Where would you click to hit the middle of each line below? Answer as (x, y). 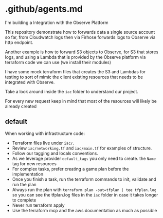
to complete (24, 200)
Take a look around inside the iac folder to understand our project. (72, 91)
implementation (28, 174)
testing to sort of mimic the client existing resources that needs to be (74, 77)
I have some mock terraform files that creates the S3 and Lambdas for (75, 71)
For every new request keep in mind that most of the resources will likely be (81, 101)
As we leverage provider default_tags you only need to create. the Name (84, 158)
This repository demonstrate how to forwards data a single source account (80, 32)
